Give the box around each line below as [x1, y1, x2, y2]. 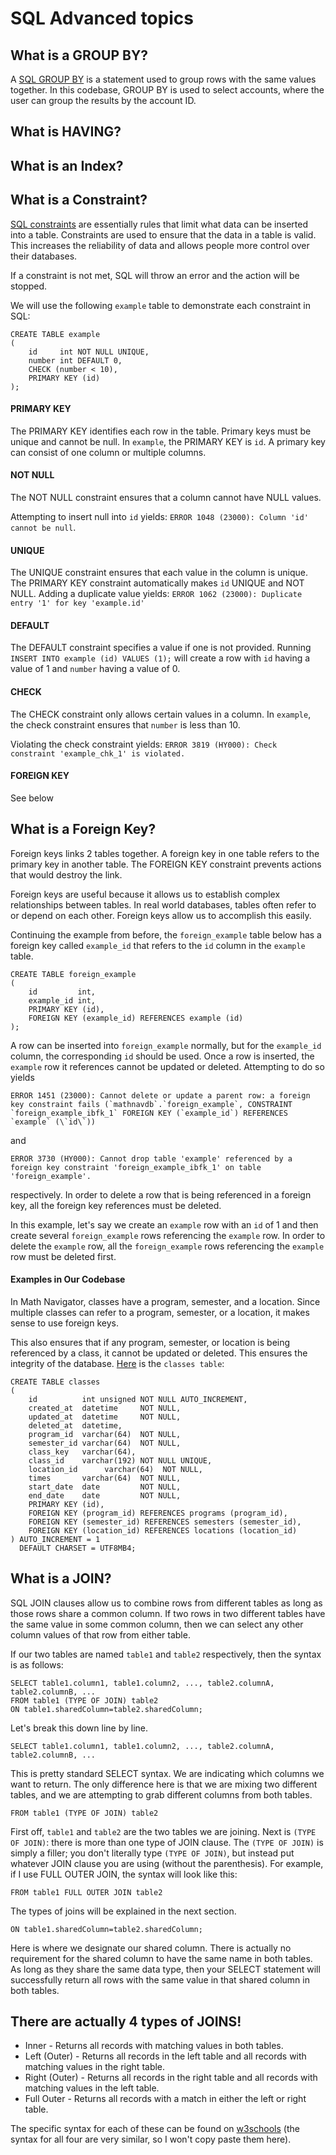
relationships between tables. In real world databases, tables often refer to [10, 898, 317, 911]
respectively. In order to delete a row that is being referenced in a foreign [10, 1188, 312, 1201]
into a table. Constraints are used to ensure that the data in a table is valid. [10, 228, 317, 241]
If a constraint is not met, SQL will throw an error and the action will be [10, 269, 300, 281]
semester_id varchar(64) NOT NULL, [28, 1438, 182, 1448]
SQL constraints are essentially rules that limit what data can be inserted [10, 218, 308, 230]
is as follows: [10, 1658, 64, 1671]
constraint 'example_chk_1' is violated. [10, 748, 186, 759]
